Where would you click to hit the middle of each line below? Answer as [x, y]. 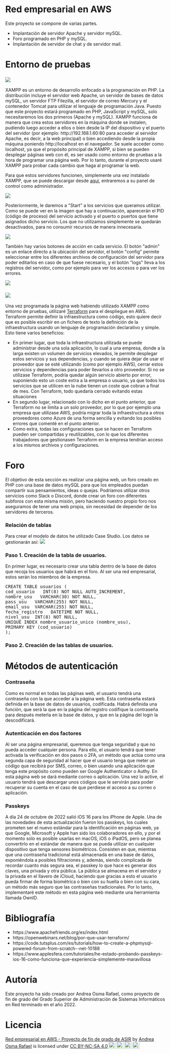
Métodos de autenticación [62, 666]
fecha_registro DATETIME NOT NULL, [52, 612]
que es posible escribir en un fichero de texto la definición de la [72, 322]
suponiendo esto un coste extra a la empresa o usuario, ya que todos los [89, 380]
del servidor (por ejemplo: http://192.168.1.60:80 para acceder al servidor [81, 133]
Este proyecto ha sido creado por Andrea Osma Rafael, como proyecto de [82, 994]
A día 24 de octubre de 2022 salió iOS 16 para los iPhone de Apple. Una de [84, 817]
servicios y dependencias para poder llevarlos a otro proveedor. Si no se [89, 369]
